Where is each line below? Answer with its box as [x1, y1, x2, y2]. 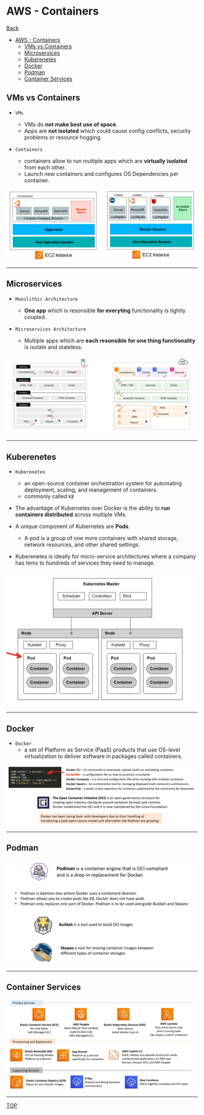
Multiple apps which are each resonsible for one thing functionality [24, 337, 195, 344]
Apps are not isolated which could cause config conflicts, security [24, 127, 191, 135]
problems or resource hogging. [24, 133, 102, 141]
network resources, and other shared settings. [24, 541, 141, 549]
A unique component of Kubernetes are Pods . [15, 522, 131, 530]
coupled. [24, 313, 47, 320]
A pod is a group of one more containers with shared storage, [24, 535, 178, 542]
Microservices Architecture [15, 326, 86, 332]
